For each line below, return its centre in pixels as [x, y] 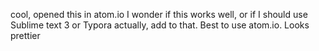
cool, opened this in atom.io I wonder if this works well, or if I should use [159, 14]
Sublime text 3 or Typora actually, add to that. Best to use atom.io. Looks [160, 25]
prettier [25, 35]
